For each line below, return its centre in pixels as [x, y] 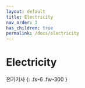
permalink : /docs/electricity [43, 33]
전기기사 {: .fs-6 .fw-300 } [37, 79]
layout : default [26, 11]
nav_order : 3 [22, 22]
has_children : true [30, 28]
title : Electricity [30, 17]
